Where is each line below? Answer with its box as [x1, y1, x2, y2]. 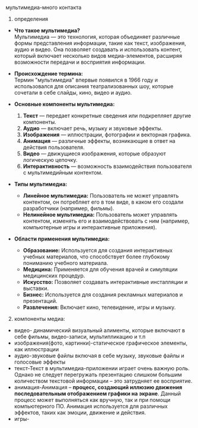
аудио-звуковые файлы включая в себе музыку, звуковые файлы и [14, 352, 184, 359]
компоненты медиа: [14, 315, 66, 322]
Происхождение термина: [14, 70, 84, 77]
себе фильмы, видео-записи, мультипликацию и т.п [14, 333, 146, 340]
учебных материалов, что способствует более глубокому [23, 253, 170, 260]
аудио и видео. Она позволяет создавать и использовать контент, [14, 46, 182, 53]
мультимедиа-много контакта [5, 4, 82, 11]
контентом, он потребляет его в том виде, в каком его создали [23, 198, 184, 205]
